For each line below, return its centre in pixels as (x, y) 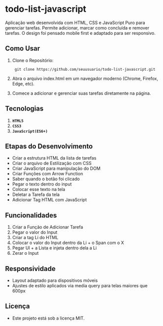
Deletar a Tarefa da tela (36, 194)
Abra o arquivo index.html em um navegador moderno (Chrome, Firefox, (85, 78)
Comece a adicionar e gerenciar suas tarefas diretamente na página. (81, 93)
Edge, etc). (23, 83)
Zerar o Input (25, 253)
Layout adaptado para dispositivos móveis (55, 280)
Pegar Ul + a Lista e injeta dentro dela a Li (54, 248)
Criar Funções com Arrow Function (48, 174)
